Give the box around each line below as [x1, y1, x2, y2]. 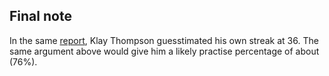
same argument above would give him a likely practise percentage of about [9, 45, 320, 57]
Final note [9, 8, 72, 25]
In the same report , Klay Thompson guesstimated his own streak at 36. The [9, 34, 319, 46]
